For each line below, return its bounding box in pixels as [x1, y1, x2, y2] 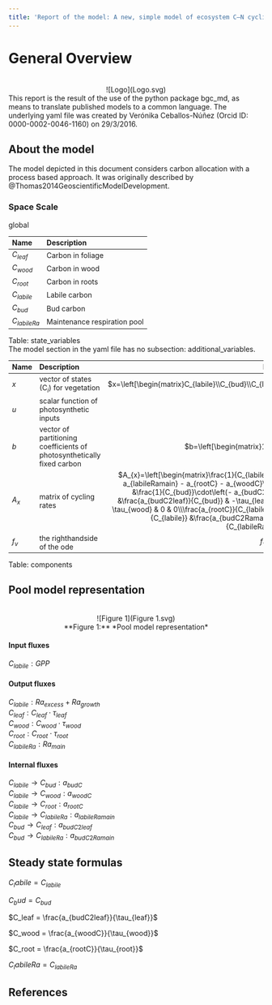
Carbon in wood [46, 264, 100, 273]
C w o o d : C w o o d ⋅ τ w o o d [8, 718, 82, 730]
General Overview [8, 49, 133, 67]
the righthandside [39, 533, 99, 543]
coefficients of [39, 442, 87, 451]
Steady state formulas [8, 856, 123, 870]
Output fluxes [8, 679, 56, 689]
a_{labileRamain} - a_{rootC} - [122, 479, 225, 488]
